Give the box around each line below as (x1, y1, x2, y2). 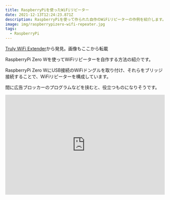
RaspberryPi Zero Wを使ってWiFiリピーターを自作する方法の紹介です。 (5, 56, 153, 62)
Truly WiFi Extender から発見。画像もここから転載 (5, 46, 109, 51)
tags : (5, 26, 17, 31)
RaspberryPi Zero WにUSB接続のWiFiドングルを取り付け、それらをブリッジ (5, 67, 163, 73)
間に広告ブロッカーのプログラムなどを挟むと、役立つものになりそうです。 (5, 84, 160, 90)
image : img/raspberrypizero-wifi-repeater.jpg (5, 21, 105, 27)
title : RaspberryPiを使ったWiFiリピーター (5, 7, 90, 13)
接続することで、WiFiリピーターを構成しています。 (5, 74, 111, 79)
